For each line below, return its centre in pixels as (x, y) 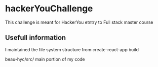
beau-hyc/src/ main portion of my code (45, 59)
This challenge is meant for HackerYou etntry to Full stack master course (79, 22)
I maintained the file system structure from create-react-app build (72, 49)
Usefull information (36, 38)
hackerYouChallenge (49, 9)
